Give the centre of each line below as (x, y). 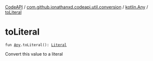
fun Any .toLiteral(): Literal (36, 45)
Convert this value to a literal (34, 54)
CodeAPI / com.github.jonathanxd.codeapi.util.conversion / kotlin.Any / (77, 7)
